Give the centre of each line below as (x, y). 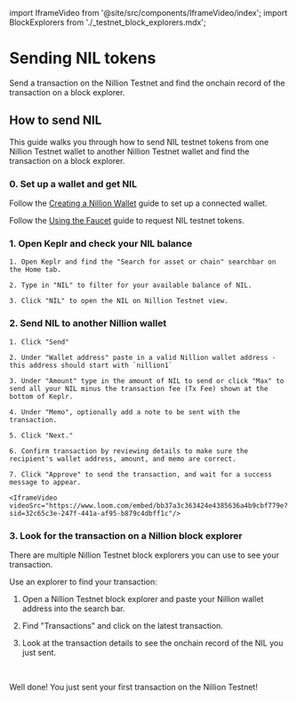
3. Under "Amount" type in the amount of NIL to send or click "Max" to (147, 381)
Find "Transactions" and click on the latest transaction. (123, 625)
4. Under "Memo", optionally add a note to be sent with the (125, 412)
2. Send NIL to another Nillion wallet (88, 323)
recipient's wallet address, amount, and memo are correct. (123, 459)
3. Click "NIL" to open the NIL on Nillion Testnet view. (119, 301)
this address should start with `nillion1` (91, 365)
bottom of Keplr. (41, 396)
